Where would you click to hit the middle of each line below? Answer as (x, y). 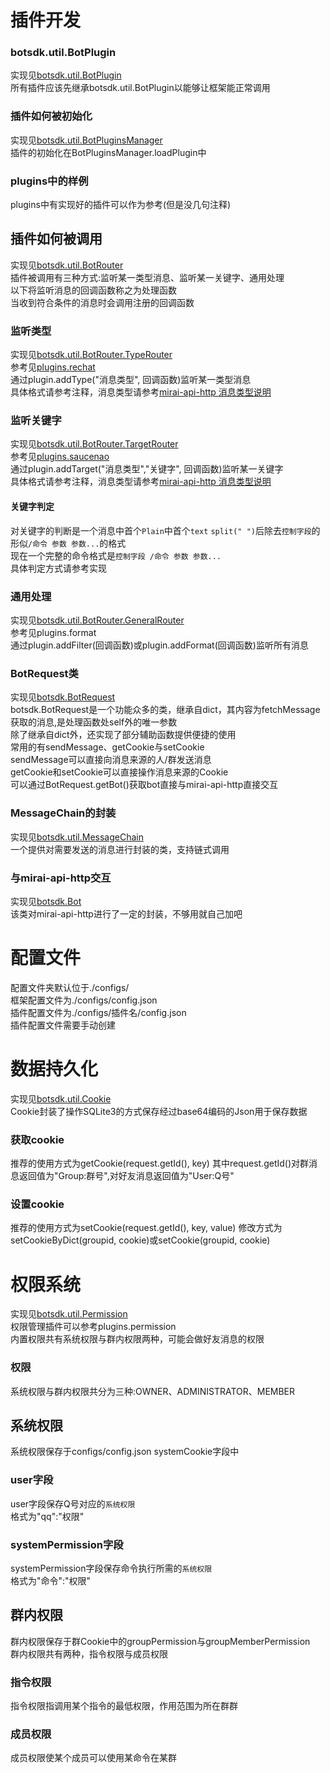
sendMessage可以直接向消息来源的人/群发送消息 (111, 760)
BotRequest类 (44, 673)
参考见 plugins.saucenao (60, 457)
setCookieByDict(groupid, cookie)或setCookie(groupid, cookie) (140, 1240)
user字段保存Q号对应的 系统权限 (73, 1503)
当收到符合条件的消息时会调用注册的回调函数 (102, 302)
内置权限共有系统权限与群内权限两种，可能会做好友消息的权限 (137, 1339)
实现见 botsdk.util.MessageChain (77, 837)
